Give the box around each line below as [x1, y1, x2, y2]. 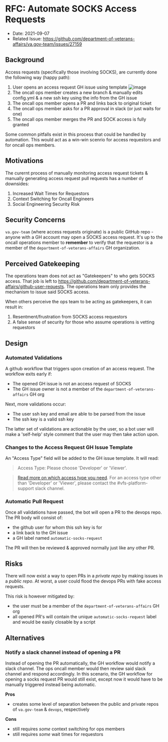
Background [5, 56, 44, 64]
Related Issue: [12, 36, 42, 42]
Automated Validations [5, 354, 63, 361]
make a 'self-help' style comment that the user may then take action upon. [5, 431, 159, 437]
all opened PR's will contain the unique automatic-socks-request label [12, 614, 157, 620]
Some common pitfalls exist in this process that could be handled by [5, 131, 146, 137]
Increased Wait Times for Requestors [12, 190, 89, 196]
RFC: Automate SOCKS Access [5, 3, 137, 15]
